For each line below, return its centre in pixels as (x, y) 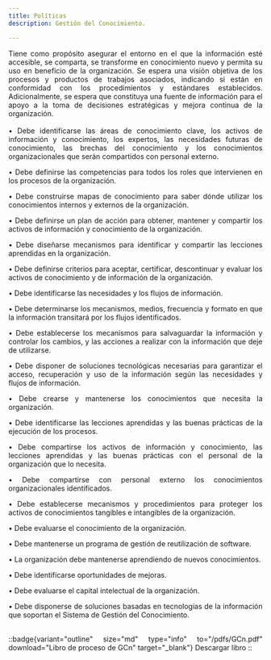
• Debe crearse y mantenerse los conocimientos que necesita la (135, 398)
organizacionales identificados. (60, 488)
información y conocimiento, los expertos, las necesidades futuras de (135, 139)
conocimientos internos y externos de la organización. (99, 205)
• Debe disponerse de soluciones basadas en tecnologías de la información (135, 606)
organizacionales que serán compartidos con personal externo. (114, 156)
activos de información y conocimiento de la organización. (106, 229)
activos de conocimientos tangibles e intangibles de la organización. (122, 512)
